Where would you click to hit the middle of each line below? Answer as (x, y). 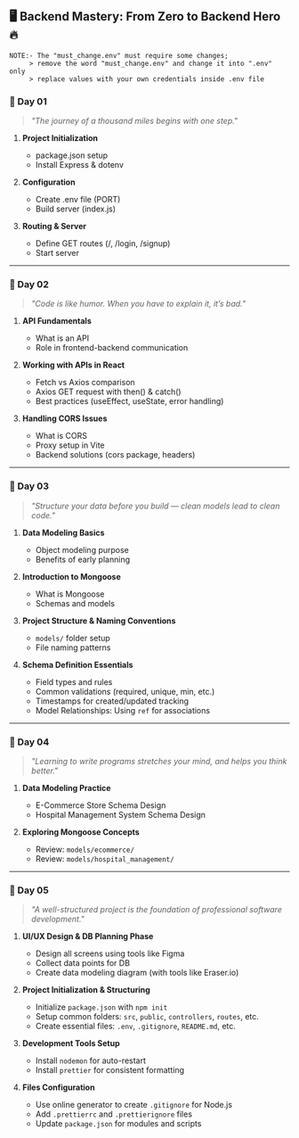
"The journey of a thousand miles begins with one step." (134, 121)
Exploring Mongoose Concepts (81, 832)
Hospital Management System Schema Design (121, 815)
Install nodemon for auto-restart (91, 1060)
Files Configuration (58, 1087)
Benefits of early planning (83, 559)
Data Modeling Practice (66, 788)
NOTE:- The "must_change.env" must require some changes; (119, 55)
